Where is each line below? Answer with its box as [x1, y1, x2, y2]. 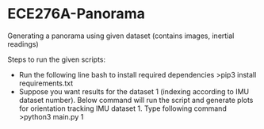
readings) [7, 39, 39, 48]
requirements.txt [18, 78, 74, 88]
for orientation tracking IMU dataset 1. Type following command [18, 104, 227, 113]
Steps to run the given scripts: [7, 55, 106, 64]
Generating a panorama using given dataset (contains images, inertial [7, 31, 235, 40]
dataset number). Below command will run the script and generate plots [18, 95, 254, 104]
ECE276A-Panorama [7, 5, 146, 23]
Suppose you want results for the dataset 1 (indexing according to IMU [18, 86, 250, 96]
